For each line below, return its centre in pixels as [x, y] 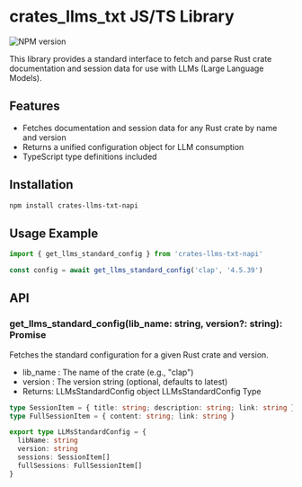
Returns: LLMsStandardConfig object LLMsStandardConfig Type [142, 391]
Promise [28, 335]
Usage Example [54, 233]
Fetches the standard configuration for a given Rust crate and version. [139, 354]
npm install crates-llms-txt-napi [74, 205]
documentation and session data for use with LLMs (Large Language [137, 68]
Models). [26, 77]
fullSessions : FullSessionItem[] [80, 465]
